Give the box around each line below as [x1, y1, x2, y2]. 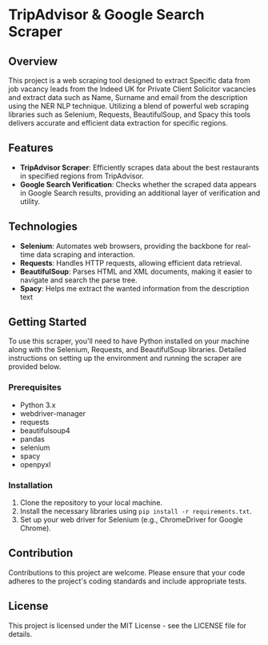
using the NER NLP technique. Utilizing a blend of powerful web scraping [8, 102, 250, 110]
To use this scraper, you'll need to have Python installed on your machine [8, 336, 250, 346]
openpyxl [19, 459, 51, 469]
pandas [19, 434, 46, 443]
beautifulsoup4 [19, 426, 70, 435]
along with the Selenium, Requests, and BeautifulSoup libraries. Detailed [8, 345, 246, 355]
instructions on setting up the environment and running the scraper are [8, 354, 242, 363]
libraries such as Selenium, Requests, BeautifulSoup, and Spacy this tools [8, 110, 250, 119]
